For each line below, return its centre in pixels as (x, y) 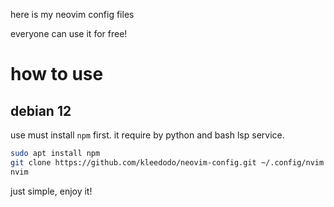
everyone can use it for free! (69, 33)
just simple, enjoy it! (51, 191)
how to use (57, 74)
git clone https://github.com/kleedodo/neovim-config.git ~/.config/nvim (167, 162)
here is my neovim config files (72, 14)
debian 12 (41, 110)
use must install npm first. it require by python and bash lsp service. (147, 135)
